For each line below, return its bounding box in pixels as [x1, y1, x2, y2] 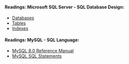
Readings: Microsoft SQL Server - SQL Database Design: [4, 4, 124, 10]
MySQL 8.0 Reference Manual [11, 48, 74, 54]
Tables [11, 20, 26, 26]
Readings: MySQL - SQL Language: [4, 37, 79, 43]
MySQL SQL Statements [11, 53, 62, 59]
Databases [11, 15, 34, 21]
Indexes [11, 25, 28, 32]
